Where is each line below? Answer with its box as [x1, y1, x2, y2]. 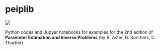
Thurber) [5, 40, 24, 46]
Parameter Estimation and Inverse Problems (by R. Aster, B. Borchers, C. [5, 34, 156, 40]
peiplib [5, 3, 34, 15]
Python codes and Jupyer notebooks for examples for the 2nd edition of [5, 29, 153, 35]
